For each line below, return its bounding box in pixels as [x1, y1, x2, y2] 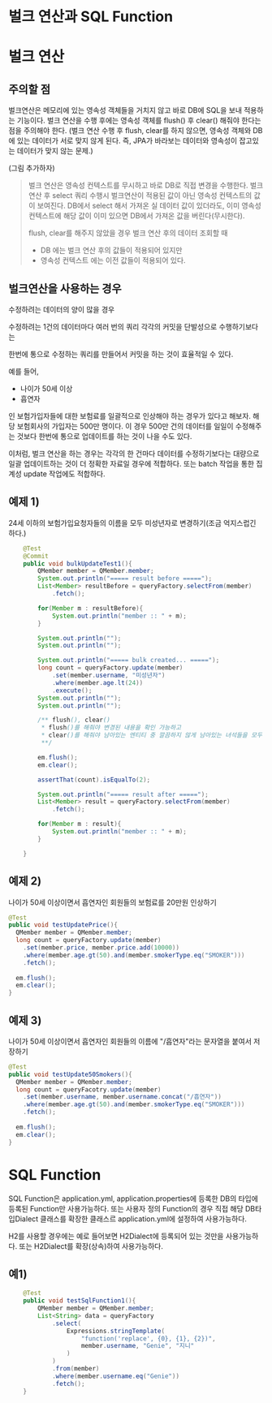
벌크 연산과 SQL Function [8, 7, 173, 26]
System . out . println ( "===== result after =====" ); [37, 790, 209, 798]
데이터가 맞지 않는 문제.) [16, 146, 93, 156]
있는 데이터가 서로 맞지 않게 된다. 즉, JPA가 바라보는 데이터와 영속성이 [16, 136, 238, 146]
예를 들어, [8, 367, 39, 376]
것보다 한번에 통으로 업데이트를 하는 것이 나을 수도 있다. [16, 432, 192, 441]
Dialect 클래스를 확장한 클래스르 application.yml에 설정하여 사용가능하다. [15, 1214, 248, 1224]
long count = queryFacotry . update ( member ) [15, 1085, 162, 1094]
